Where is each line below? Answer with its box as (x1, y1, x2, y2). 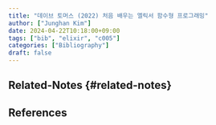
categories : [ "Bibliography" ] (8, 42, 110, 50)
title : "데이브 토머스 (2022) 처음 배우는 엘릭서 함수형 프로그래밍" (8, 11, 209, 20)
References (8, 106, 67, 119)
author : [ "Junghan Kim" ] (8, 19, 92, 27)
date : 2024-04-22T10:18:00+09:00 (8, 26, 120, 34)
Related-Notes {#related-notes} (8, 79, 173, 92)
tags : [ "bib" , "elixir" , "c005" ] (8, 34, 120, 42)
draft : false (8, 49, 52, 57)
